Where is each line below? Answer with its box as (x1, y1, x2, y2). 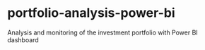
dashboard (7, 35, 39, 44)
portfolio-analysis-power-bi (7, 5, 175, 21)
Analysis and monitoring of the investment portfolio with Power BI (7, 28, 198, 37)
